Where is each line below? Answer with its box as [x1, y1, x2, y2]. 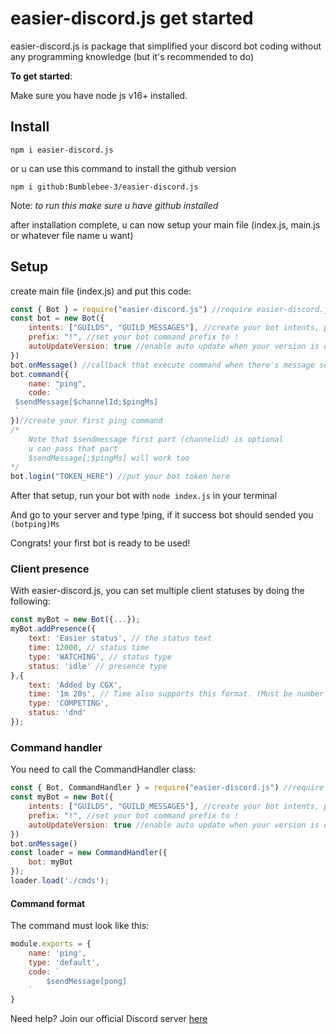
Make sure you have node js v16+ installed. [10, 89, 188, 101]
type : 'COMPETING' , [28, 698, 110, 709]
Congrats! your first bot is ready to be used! [10, 537, 191, 549]
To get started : [10, 70, 73, 82]
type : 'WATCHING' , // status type [28, 652, 172, 662]
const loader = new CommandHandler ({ [10, 848, 168, 858]
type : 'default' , [28, 957, 101, 967]
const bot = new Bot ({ [10, 313, 105, 324]
